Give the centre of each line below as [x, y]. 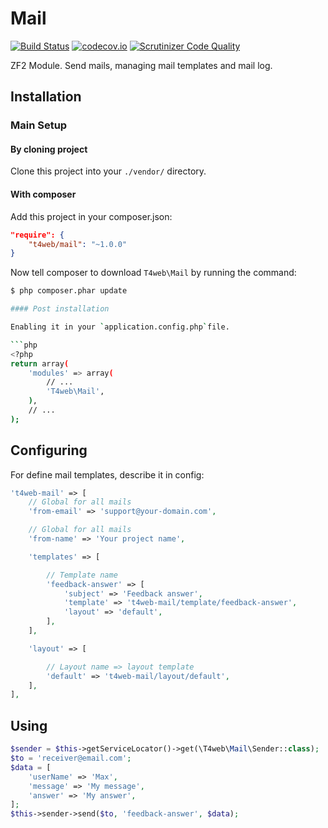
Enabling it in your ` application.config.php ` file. [120, 327]
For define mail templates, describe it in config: [107, 474]
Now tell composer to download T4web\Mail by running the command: [153, 273]
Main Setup [39, 125]
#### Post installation [60, 309]
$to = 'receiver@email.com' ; [71, 758]
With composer [43, 194]
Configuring [49, 450]
